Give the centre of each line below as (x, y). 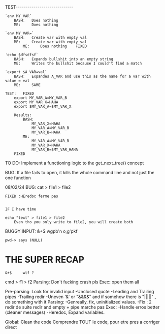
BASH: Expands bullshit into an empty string (64, 59)
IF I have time (21, 209)
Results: (23, 115)
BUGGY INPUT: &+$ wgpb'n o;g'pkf (41, 231)
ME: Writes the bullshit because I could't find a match (78, 63)
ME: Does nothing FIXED (55, 46)
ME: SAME (27, 85)
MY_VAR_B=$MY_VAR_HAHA (55, 150)
